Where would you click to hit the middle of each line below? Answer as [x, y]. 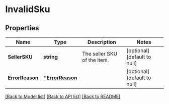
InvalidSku [28, 9]
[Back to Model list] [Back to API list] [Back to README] [63, 96]
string [51, 57]
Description [102, 42]
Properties [22, 28]
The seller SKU [100, 54]
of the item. [96, 60]
